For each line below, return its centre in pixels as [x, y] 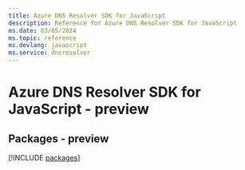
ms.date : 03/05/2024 [43, 30]
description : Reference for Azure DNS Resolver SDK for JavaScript [123, 23]
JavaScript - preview [79, 109]
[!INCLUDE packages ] [44, 158]
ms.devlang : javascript [48, 45]
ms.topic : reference [43, 38]
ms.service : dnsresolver [49, 53]
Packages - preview [59, 138]
